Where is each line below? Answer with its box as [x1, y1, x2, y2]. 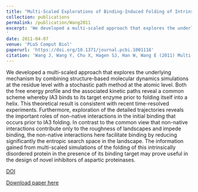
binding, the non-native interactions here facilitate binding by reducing [6, 131, 177, 138]
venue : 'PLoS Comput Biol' [6, 42, 72, 48]
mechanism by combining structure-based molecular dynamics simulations [6, 75, 189, 82]
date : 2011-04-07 [6, 36, 49, 42]
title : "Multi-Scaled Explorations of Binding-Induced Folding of [6, 8, 173, 15]
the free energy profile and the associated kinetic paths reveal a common [6, 87, 184, 94]
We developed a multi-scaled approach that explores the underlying [6, 68, 171, 75]
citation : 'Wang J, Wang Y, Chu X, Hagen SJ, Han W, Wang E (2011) [6, 52, 176, 58]
